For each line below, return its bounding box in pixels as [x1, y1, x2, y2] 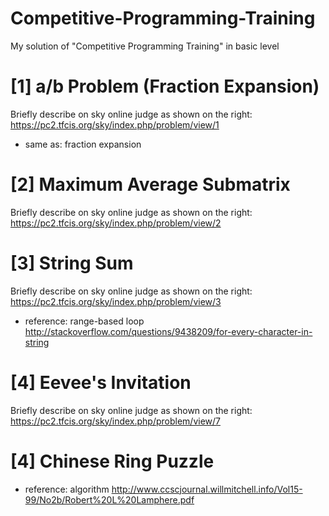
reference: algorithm [24, 483, 110, 495]
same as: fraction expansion [24, 138, 142, 150]
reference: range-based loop [24, 315, 145, 327]
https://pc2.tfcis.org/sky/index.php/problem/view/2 [10, 217, 222, 229]
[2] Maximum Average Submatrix [10, 173, 291, 196]
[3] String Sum [10, 252, 134, 274]
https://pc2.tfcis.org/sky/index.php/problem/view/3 [10, 295, 222, 307]
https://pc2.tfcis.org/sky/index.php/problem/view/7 [10, 415, 221, 427]
